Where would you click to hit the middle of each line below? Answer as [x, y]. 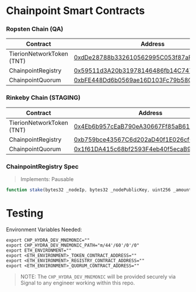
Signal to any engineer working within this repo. [78, 283]
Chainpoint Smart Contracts [76, 11]
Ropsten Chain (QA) [35, 29]
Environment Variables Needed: [44, 230]
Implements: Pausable [47, 179]
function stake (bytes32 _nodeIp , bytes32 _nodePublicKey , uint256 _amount [99, 190]
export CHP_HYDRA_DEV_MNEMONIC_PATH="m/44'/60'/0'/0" [73, 245]
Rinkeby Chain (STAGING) [43, 98]
